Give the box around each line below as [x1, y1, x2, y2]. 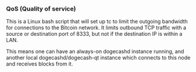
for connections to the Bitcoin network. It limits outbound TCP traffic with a [6, 24, 187, 31]
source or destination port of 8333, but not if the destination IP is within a [6, 30, 183, 37]
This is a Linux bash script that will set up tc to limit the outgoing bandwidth [6, 18, 188, 25]
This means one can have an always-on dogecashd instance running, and [6, 48, 184, 55]
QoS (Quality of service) [6, 5, 76, 13]
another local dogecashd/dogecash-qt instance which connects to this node [6, 54, 191, 61]
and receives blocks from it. [6, 60, 73, 67]
